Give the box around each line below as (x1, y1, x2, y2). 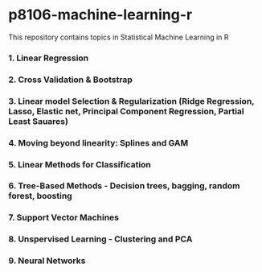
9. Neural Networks (8, 255, 86, 266)
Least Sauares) (8, 115, 68, 126)
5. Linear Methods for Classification (8, 159, 151, 170)
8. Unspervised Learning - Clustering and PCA (8, 233, 193, 245)
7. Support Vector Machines (8, 212, 119, 223)
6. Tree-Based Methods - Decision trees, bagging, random (8, 180, 240, 192)
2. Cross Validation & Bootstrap (8, 74, 133, 85)
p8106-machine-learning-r (8, 6, 193, 24)
